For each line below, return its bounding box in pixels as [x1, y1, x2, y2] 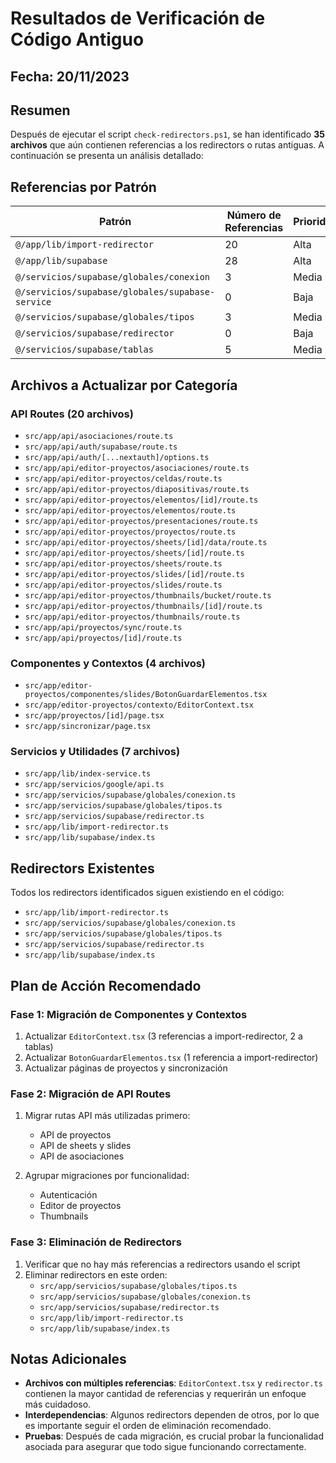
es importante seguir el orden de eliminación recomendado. [24, 1420, 272, 1432]
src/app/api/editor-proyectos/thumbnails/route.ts [24, 612, 241, 622]
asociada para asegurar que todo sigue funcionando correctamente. [24, 1441, 307, 1453]
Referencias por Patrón [10, 178, 157, 196]
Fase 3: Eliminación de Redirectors [10, 1235, 182, 1249]
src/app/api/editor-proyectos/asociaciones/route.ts [24, 463, 250, 473]
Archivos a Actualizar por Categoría [10, 377, 238, 394]
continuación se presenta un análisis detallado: [10, 150, 204, 162]
